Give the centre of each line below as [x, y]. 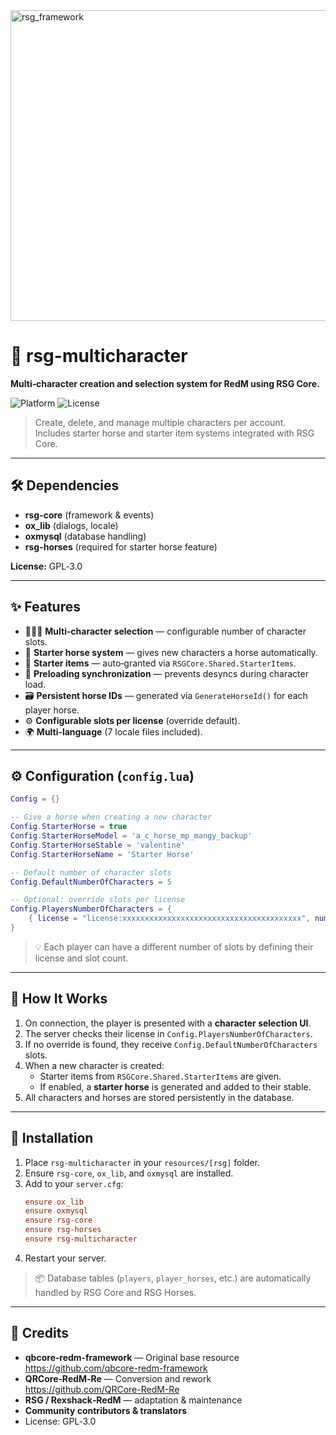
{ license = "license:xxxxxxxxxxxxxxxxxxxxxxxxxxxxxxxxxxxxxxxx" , [169, 919]
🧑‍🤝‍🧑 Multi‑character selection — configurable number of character [165, 631]
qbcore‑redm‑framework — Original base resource [132, 1357]
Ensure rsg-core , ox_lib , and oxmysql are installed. [129, 1173]
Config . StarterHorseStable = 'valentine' [98, 845]
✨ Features [45, 607]
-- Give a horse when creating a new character [111, 817]
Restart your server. [65, 1258]
